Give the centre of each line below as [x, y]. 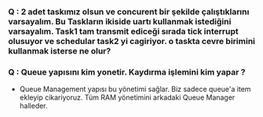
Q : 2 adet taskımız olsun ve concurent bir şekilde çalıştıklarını [129, 12]
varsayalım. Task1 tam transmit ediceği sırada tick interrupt [123, 31]
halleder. [34, 106]
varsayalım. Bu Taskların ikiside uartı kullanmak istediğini [120, 21]
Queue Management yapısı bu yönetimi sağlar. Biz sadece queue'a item [135, 90]
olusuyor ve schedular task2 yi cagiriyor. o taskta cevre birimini [132, 41]
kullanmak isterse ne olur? [60, 51]
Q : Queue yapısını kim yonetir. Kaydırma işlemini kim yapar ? [127, 71]
